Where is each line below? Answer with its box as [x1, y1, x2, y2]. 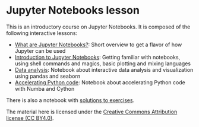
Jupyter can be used [14, 47, 66, 54]
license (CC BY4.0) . [6, 114, 55, 122]
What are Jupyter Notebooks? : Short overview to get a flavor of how [14, 41, 182, 48]
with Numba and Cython [14, 85, 75, 92]
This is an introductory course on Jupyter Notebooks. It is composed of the [6, 23, 191, 30]
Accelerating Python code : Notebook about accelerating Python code [14, 78, 185, 86]
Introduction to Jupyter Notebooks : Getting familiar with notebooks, [14, 53, 181, 61]
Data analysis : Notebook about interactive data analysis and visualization [14, 66, 194, 73]
